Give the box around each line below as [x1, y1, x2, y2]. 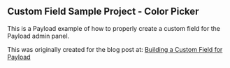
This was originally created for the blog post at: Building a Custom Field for [7, 45, 223, 53]
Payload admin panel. [7, 32, 70, 40]
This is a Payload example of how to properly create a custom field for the [7, 24, 220, 32]
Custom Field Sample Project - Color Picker [7, 6, 199, 18]
